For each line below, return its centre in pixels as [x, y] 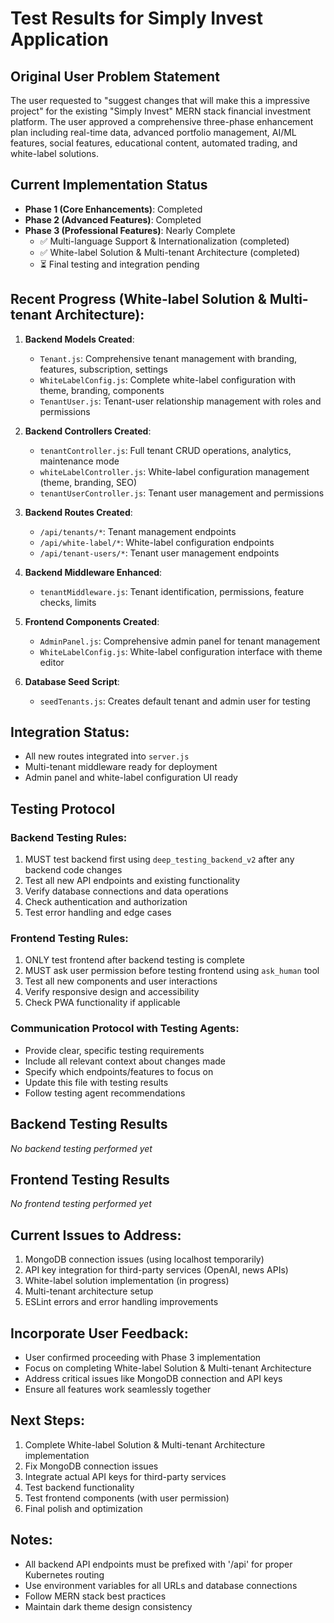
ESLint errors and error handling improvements [121, 1302]
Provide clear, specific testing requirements [114, 1050]
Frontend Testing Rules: [69, 939]
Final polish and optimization [83, 1508]
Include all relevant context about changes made [125, 1061]
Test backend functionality [79, 1487]
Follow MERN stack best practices [95, 1596]
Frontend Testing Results [90, 1179]
